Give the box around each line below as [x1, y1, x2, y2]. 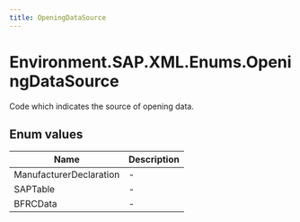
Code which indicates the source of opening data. [9, 101, 195, 111]
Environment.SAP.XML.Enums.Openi [9, 51, 292, 72]
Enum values [9, 127, 84, 142]
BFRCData [13, 198, 57, 210]
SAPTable [13, 183, 56, 196]
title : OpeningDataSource [9, 13, 106, 22]
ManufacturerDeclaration [13, 168, 120, 181]
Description [128, 154, 180, 166]
